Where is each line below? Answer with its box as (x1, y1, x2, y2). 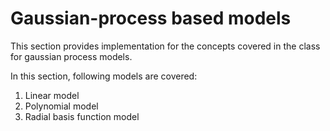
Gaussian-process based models (10, 7, 292, 30)
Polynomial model (24, 100, 99, 112)
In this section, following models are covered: (10, 70, 198, 82)
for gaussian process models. (10, 50, 133, 62)
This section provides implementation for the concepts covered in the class (10, 40, 321, 52)
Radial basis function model (24, 110, 140, 122)
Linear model (24, 89, 80, 101)
